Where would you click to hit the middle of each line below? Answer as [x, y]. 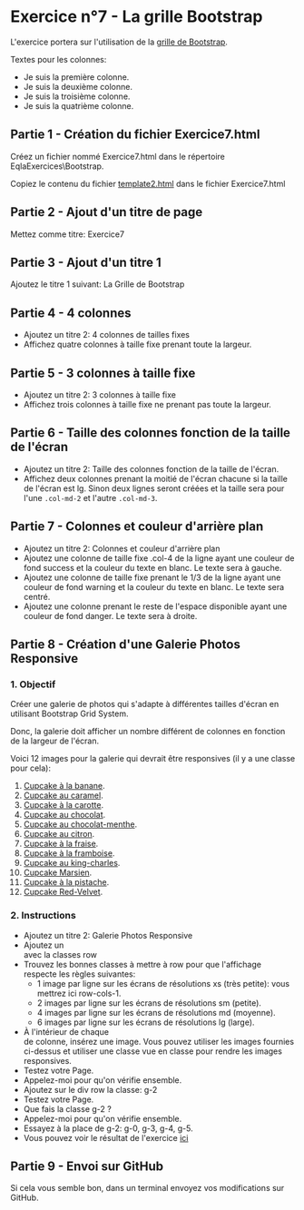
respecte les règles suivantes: [79, 974]
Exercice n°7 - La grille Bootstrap [137, 17]
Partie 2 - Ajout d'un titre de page [107, 212]
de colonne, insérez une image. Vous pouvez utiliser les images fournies [158, 1041]
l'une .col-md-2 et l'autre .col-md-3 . [90, 497]
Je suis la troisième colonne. [77, 96]
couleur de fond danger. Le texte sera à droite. [110, 615]
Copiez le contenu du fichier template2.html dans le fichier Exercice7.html [148, 183]
